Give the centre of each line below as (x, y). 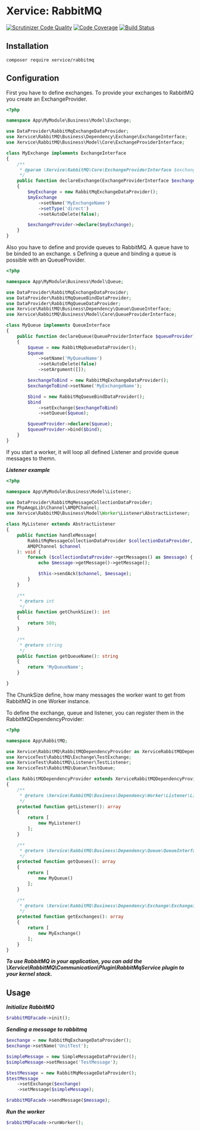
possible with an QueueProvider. (46, 260)
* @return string (41, 645)
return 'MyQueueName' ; (56, 667)
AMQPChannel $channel (54, 546)
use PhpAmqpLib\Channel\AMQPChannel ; (53, 508)
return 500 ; (43, 623)
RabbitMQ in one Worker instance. (48, 701)
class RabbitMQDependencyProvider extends (60, 779)
